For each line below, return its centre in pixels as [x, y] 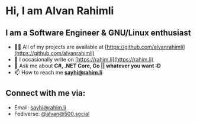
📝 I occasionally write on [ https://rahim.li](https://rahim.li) [84, 59]
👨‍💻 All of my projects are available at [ [60, 47]
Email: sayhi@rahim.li [40, 107]
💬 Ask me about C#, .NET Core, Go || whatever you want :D [87, 66]
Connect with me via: [46, 93]
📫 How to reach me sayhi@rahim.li [58, 72]
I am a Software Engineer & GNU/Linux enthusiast [98, 33]
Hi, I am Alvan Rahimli [60, 11]
